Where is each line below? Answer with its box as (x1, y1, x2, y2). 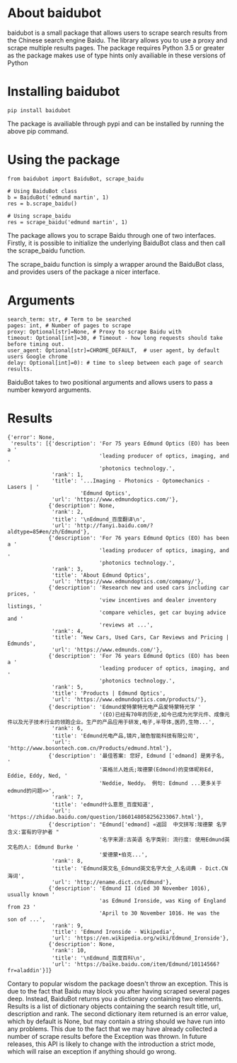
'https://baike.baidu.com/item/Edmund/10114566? (74, 960, 220, 968)
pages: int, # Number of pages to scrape (7, 321, 132, 329)
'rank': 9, (52, 922, 83, 929)
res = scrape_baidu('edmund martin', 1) (7, 219, 129, 226)
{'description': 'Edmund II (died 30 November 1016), (48, 885, 211, 892)
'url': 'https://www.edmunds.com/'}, (52, 646, 163, 654)
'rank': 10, (52, 947, 87, 954)
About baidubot (7, 5, 101, 21)
